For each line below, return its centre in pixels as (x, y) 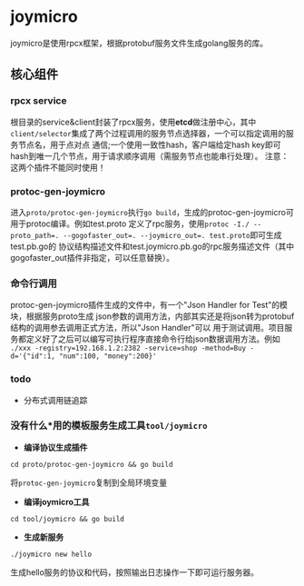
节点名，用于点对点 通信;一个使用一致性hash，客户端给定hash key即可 (149, 144)
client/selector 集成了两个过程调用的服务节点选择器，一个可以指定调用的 (148, 133)
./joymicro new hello (51, 554)
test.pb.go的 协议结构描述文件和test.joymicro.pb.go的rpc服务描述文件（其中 (152, 246)
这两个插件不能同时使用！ (58, 167)
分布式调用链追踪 (55, 400)
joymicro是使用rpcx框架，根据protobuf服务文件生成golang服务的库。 (139, 43)
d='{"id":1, (33, 356)
